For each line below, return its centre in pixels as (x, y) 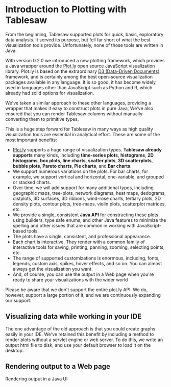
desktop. (15, 350)
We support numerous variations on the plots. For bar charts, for (80, 171)
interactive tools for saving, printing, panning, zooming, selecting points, (89, 247)
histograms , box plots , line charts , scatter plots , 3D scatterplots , (83, 160)
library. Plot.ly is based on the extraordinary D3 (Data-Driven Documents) (82, 71)
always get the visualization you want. (53, 269)
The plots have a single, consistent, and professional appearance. (82, 236)
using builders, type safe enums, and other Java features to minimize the (89, 220)
